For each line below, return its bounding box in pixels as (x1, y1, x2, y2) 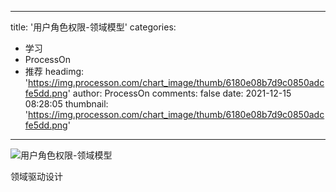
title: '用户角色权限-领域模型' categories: (10, 21, 177, 33)
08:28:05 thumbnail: (24, 98, 109, 110)
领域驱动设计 (10, 171, 63, 182)
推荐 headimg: (24, 66, 85, 77)
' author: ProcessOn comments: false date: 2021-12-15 (67, 87, 292, 99)
